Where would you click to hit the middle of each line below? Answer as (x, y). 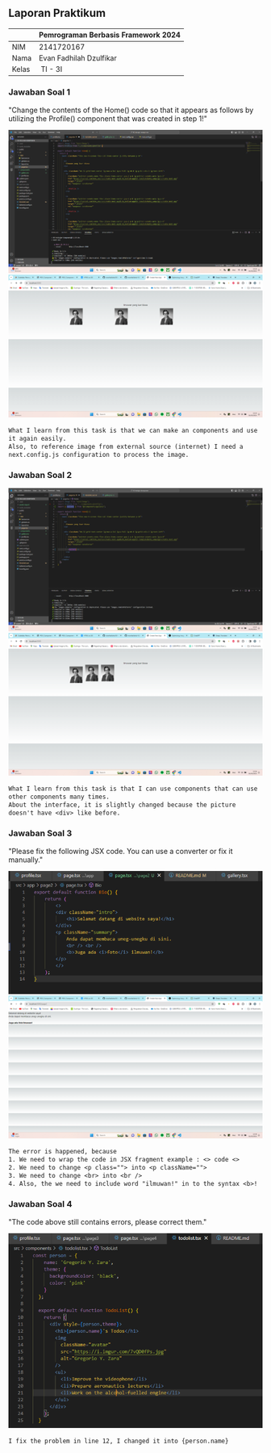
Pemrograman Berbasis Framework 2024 (110, 35)
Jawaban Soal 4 (40, 1204)
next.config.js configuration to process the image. (99, 455)
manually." (26, 860)
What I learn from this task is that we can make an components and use (133, 431)
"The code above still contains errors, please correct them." (108, 1221)
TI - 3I (52, 69)
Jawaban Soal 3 (40, 833)
